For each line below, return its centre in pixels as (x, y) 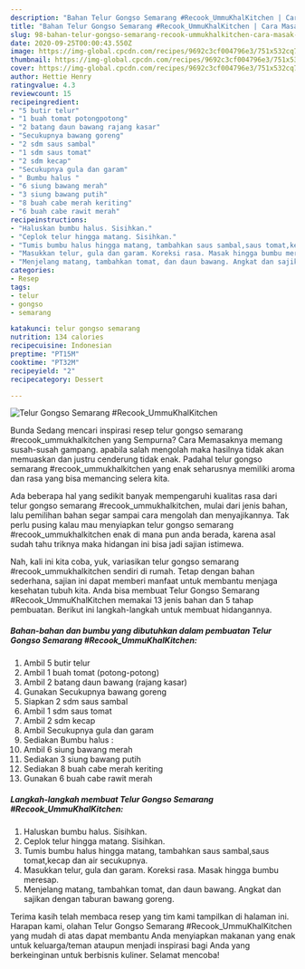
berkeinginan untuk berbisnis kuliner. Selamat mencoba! (115, 955)
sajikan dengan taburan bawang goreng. (99, 899)
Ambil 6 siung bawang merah (78, 750)
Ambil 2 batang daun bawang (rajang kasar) (105, 682)
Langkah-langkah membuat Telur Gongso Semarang (112, 799)
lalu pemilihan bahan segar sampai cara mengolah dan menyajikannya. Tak (150, 515)
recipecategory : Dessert (57, 379)
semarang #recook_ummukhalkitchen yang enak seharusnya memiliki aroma (152, 469)
